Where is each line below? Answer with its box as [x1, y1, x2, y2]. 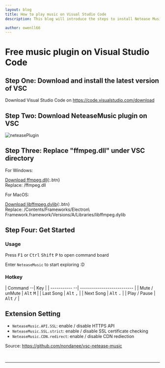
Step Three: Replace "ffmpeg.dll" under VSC [5, 146, 145, 155]
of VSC [5, 84, 27, 93]
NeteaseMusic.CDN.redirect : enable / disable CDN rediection [12, 333, 135, 339]
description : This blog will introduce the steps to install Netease [5, 16, 151, 21]
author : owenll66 [5, 25, 41, 30]
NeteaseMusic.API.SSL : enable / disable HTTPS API [12, 323, 115, 329]
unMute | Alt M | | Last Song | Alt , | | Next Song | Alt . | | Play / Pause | [5, 290, 156, 296]
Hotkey [5, 274, 23, 281]
